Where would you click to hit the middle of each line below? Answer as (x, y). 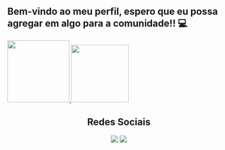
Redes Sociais (119, 122)
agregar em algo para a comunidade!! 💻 (98, 24)
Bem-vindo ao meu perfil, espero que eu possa (112, 12)
